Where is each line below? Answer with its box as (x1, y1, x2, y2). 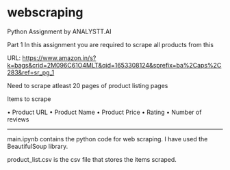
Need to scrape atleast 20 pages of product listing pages (7, 81, 168, 89)
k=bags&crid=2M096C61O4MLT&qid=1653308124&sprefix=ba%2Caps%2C (7, 61, 222, 69)
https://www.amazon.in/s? (22, 53, 97, 62)
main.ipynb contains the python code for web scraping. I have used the (7, 134, 208, 143)
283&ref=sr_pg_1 (7, 68, 55, 76)
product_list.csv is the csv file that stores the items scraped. (7, 155, 177, 163)
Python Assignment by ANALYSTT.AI (7, 27, 112, 36)
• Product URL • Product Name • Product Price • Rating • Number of (7, 108, 202, 116)
